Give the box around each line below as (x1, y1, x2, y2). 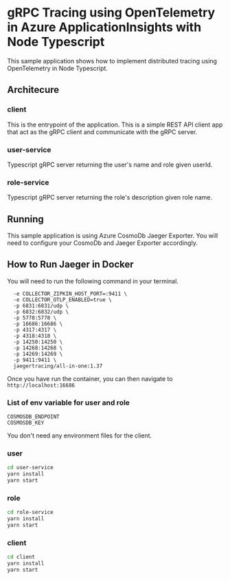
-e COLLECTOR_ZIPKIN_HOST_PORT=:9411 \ (13, 290, 128, 297)
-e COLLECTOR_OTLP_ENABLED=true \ (13, 296, 112, 303)
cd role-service (7, 509, 54, 516)
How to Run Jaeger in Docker (7, 259, 134, 270)
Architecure (7, 84, 60, 96)
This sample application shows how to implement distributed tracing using (7, 56, 218, 65)
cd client (7, 554, 36, 561)
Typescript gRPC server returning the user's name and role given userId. (7, 160, 213, 169)
